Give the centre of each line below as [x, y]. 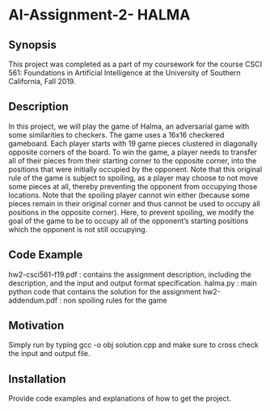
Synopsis [32, 45]
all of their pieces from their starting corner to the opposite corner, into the [133, 160]
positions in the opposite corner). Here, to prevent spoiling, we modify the [131, 212]
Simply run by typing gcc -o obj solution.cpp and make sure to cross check [133, 345]
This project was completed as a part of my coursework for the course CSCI [135, 64]
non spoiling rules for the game [115, 300]
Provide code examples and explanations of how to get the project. [120, 399]
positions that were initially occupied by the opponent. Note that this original [135, 169]
